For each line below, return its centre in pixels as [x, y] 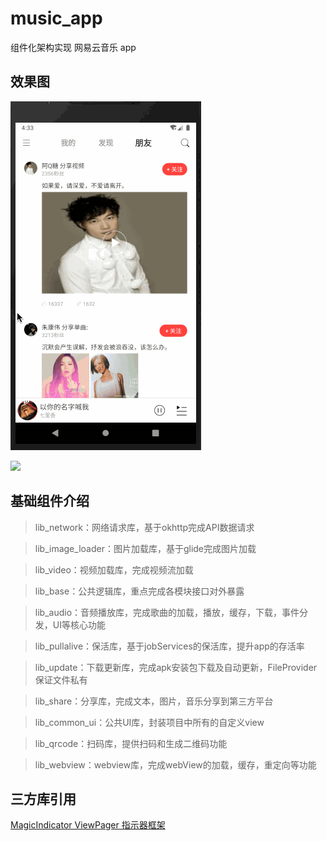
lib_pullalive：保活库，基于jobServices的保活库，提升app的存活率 [169, 646]
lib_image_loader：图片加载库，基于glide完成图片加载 [145, 548]
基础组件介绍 [50, 501]
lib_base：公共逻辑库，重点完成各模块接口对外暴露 [139, 591]
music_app [56, 18]
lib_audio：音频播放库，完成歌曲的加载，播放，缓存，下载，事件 [167, 612]
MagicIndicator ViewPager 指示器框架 [88, 825]
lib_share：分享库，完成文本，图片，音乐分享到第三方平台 [154, 701]
